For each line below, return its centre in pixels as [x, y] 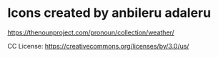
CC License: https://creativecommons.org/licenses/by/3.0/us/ [98, 46]
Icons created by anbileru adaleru [109, 13]
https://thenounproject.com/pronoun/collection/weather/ [91, 32]
